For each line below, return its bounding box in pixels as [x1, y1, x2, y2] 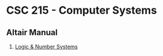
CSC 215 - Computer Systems [6, 4, 157, 17]
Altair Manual [6, 27, 58, 38]
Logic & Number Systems [14, 43, 78, 50]
